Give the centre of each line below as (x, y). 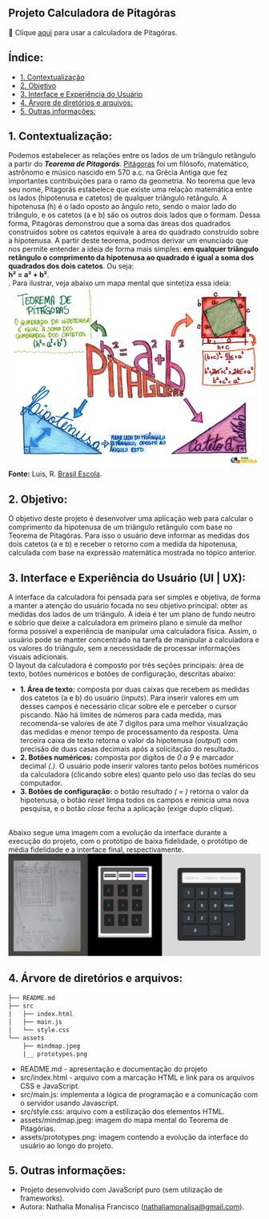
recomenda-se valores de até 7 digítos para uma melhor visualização (134, 724)
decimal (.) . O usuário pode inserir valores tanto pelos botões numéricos (139, 766)
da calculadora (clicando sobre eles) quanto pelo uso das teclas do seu (138, 775)
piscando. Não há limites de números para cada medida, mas (121, 715)
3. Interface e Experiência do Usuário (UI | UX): (127, 577)
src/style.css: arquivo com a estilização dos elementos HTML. (122, 1111)
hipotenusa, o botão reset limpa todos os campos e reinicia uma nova (134, 800)
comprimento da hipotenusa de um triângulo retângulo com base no (120, 527)
